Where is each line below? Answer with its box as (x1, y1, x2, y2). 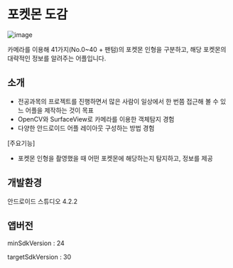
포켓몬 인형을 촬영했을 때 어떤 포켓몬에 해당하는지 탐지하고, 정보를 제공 (17, 154, 213, 162)
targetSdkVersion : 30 (7, 253, 72, 262)
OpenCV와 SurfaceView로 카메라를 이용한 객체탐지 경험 (17, 114, 175, 123)
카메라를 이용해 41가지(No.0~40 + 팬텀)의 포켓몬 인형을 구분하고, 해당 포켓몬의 (7, 45, 227, 53)
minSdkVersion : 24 (7, 239, 65, 247)
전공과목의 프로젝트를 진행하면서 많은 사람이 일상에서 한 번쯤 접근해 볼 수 (17, 97, 219, 105)
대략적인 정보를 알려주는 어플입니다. (7, 54, 107, 63)
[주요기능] (7, 139, 36, 147)
